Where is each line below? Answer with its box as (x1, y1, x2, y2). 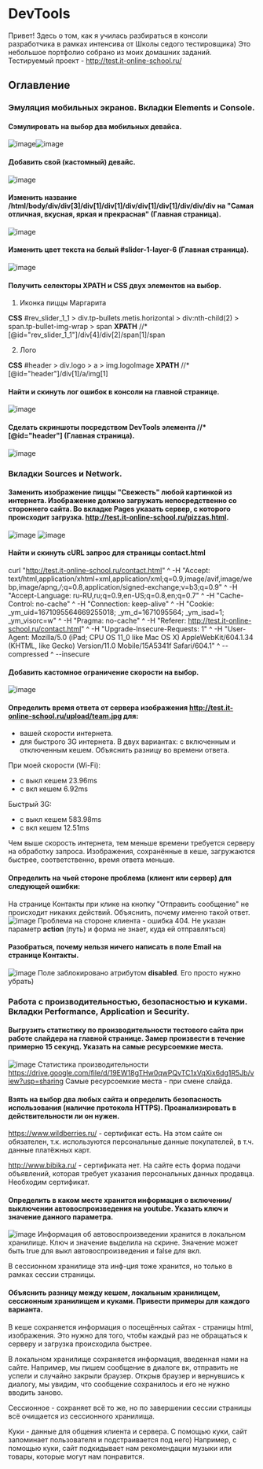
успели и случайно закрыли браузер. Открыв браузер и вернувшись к (8, 1371, 245, 1380)
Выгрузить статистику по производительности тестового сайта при (8, 1025, 243, 1035)
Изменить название (8, 193, 77, 202)
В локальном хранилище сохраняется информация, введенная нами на (8, 1354, 249, 1364)
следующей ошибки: (8, 882, 81, 890)
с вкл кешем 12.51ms (19, 823, 89, 833)
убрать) (8, 976, 35, 986)
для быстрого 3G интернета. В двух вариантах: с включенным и (19, 737, 236, 746)
